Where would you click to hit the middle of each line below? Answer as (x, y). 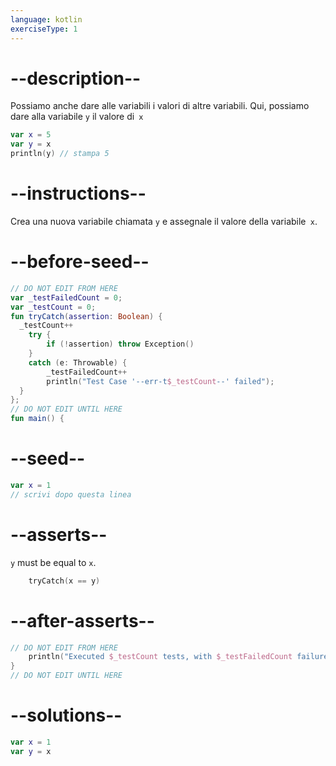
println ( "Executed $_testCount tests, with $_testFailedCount (160, 657)
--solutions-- (66, 715)
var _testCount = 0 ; (53, 307)
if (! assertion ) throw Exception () (120, 344)
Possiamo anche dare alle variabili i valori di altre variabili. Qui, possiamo (160, 106)
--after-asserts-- (82, 620)
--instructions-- (78, 193)
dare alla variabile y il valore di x (77, 117)
